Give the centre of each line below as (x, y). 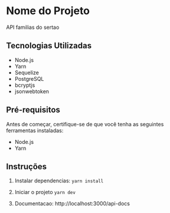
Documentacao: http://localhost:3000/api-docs (72, 204)
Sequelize (27, 73)
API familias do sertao (33, 27)
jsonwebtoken (32, 91)
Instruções (27, 166)
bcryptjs (25, 85)
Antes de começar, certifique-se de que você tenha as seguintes (85, 124)
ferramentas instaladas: (35, 130)
